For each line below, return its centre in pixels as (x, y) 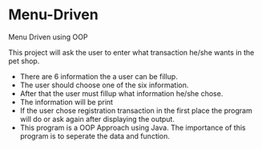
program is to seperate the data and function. (95, 136)
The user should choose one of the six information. (104, 85)
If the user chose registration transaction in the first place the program (136, 111)
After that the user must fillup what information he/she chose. (121, 93)
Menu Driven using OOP (48, 37)
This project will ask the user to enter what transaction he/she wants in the (131, 52)
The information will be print (67, 102)
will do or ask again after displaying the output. (97, 119)
